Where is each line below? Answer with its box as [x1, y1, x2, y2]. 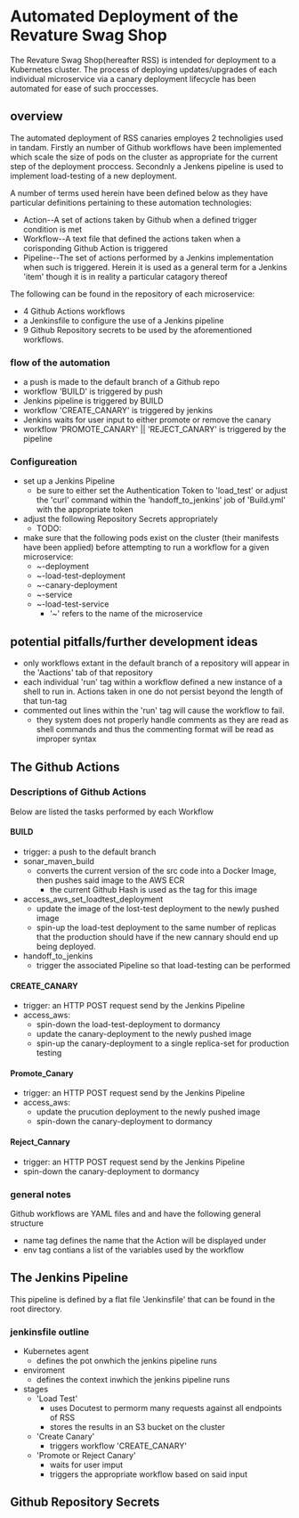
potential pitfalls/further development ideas [10, 634, 258, 649]
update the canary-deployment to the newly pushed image [36, 1029, 252, 1040]
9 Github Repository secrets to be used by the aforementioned [22, 324, 253, 335]
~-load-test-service [36, 599, 109, 609]
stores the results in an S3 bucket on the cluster [49, 1422, 225, 1432]
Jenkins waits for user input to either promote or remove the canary [22, 414, 271, 425]
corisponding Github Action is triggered [22, 242, 168, 253]
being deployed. [36, 942, 96, 952]
